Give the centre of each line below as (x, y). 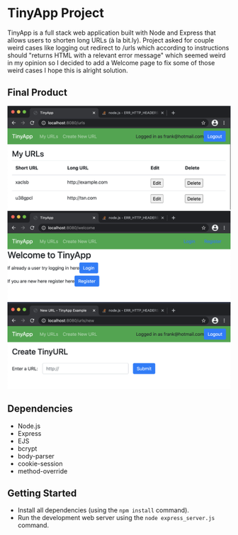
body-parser (36, 456)
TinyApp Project (56, 13)
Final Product (37, 92)
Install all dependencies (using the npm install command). (103, 510)
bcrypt (27, 449)
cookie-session (40, 463)
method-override (42, 471)
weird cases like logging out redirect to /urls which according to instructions (118, 47)
